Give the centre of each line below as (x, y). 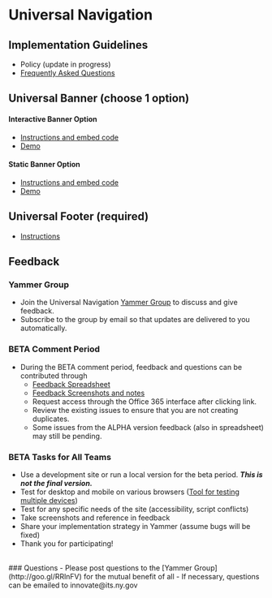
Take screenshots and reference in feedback (95, 518)
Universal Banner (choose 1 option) (99, 99)
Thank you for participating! (67, 543)
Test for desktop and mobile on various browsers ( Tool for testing (130, 492)
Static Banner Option (44, 165)
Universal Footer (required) (78, 217)
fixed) (30, 535)
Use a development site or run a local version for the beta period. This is (141, 474)
